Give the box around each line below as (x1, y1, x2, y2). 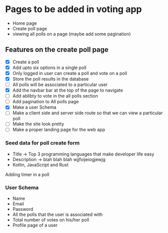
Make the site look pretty (12, 121, 64, 127)
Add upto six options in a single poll (12, 64, 87, 70)
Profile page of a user (12, 222, 58, 228)
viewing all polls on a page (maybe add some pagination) (12, 31, 131, 37)
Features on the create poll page (5, 45, 109, 54)
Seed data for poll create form (5, 139, 80, 146)
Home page (12, 20, 37, 26)
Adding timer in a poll (5, 171, 49, 177)
